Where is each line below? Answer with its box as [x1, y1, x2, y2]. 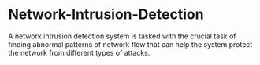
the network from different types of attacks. [8, 48, 150, 57]
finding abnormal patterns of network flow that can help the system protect [8, 39, 253, 49]
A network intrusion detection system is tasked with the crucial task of [8, 31, 236, 41]
